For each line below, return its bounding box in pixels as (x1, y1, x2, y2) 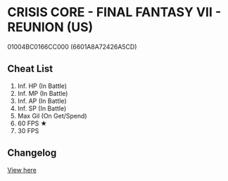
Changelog (7, 147, 57, 159)
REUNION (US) (7, 19, 94, 35)
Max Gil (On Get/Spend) (17, 111, 87, 120)
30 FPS (17, 126, 39, 135)
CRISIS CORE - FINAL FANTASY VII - (7, 4, 222, 20)
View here (7, 166, 37, 174)
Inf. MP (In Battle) (17, 89, 68, 97)
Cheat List (7, 63, 53, 75)
